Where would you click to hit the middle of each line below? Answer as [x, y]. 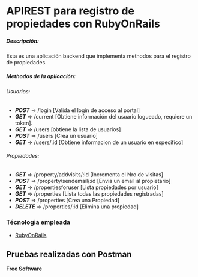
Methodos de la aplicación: [41, 76]
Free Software [24, 269]
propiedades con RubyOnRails [83, 24]
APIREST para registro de [70, 11]
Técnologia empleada [38, 222]
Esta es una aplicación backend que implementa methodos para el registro [98, 56]
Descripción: [22, 41]
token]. [24, 123]
